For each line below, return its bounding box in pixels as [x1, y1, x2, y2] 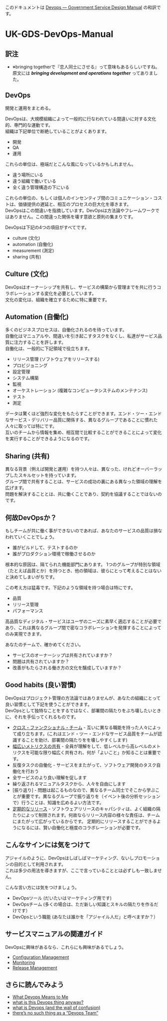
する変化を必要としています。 [35, 290, 96, 296]
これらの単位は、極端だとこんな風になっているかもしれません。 [5, 161, 136, 167]
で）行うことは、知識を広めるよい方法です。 [12, 799, 104, 805]
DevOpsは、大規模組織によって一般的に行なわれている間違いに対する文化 [5, 116, 157, 122]
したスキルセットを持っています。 [9, 472, 79, 478]
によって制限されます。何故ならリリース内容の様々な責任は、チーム [21, 812, 161, 818]
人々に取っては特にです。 [5, 423, 57, 429]
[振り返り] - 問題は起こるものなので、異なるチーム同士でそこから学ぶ [12, 787, 156, 793]
